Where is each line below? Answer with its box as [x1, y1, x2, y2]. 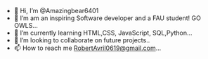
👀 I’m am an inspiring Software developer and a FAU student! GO [13, 14, 202, 22]
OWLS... [13, 22, 39, 29]
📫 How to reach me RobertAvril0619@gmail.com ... [13, 44, 162, 52]
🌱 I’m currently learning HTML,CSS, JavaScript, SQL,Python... [13, 28, 193, 37]
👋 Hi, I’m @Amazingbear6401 [13, 7, 99, 15]
